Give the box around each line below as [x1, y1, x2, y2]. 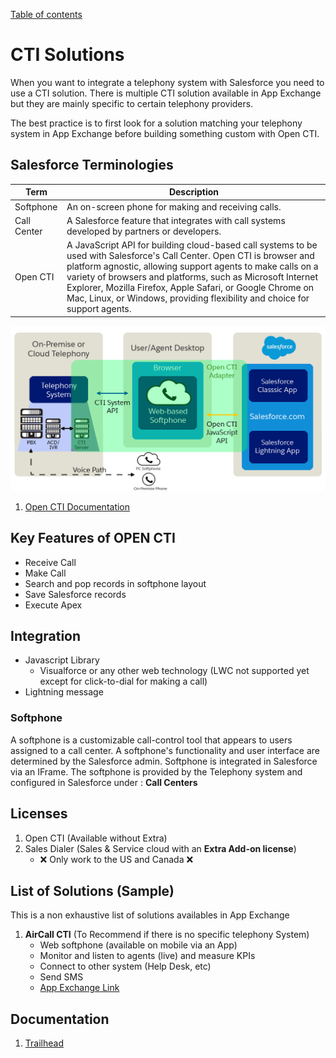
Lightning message [24, 686, 104, 698]
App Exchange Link [39, 982, 120, 994]
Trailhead [24, 1037, 64, 1049]
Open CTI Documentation [24, 500, 131, 513]
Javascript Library [24, 654, 100, 666]
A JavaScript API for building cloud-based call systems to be [66, 239, 318, 251]
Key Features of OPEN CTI [10, 530, 176, 547]
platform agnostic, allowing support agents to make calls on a [66, 260, 319, 272]
